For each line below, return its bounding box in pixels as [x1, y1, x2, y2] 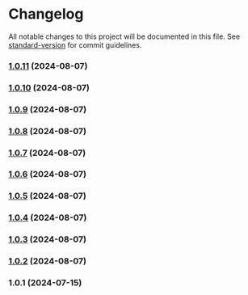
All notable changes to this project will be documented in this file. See [8, 32, 241, 41]
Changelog [8, 5, 84, 23]
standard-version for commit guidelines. [8, 40, 142, 49]
